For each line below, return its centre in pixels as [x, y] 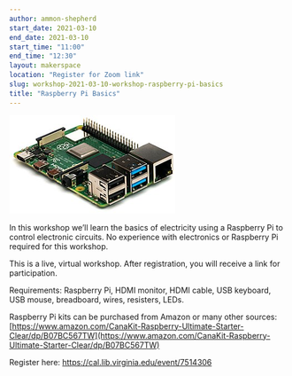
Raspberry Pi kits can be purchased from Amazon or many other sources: [143, 317]
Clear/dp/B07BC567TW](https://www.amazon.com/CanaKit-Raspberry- [140, 335]
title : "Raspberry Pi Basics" [65, 93]
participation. [33, 273]
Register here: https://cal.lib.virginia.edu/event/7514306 [111, 362]
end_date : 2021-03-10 [49, 37]
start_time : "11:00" [47, 47]
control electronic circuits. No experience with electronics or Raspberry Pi [144, 237]
